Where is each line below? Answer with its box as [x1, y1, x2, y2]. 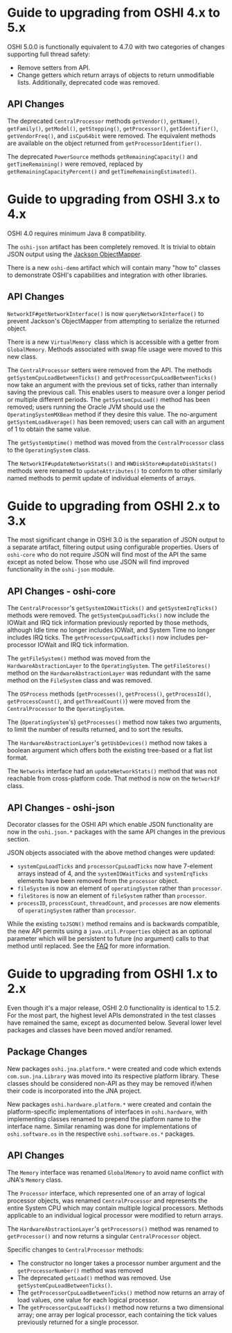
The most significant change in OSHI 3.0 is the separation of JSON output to [7, 536, 225, 544]
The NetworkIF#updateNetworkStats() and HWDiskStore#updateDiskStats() [7, 459, 217, 467]
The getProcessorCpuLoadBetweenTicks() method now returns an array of [17, 1288, 225, 1296]
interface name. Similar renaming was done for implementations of [7, 1122, 197, 1130]
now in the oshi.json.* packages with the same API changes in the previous [7, 828, 226, 836]
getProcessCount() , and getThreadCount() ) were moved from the [7, 697, 190, 705]
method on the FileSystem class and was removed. [7, 676, 152, 685]
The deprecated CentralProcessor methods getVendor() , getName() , [7, 117, 200, 125]
